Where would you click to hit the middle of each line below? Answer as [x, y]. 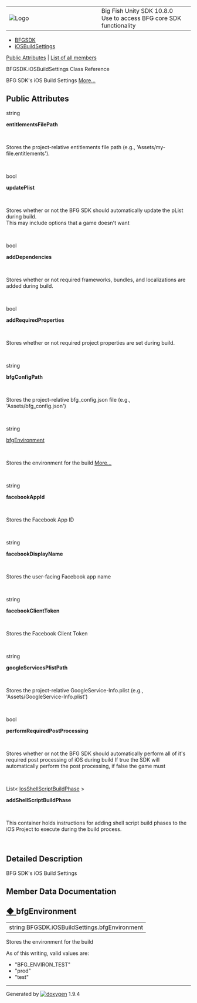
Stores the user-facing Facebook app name [59, 576]
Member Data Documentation [61, 892]
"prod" [23, 971]
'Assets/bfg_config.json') [36, 406]
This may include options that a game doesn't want [68, 223]
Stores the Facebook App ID [40, 520]
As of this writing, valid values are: [47, 953]
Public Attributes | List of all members [51, 58]
